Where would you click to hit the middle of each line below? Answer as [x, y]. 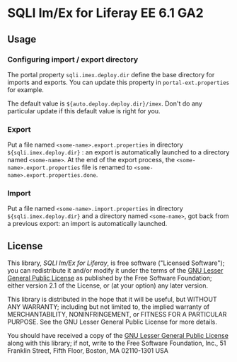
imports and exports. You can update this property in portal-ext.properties [118, 82]
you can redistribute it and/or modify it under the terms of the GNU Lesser [115, 271]
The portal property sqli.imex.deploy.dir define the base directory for [111, 74]
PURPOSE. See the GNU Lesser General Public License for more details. [112, 322]
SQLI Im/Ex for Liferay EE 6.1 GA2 [105, 13]
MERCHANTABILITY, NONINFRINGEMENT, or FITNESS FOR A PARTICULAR [117, 315]
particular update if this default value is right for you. [84, 111]
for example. [26, 89]
